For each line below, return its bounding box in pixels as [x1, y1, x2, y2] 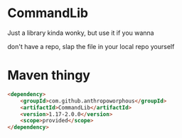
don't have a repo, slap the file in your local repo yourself [7, 42, 175, 51]
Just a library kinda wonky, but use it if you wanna [7, 28, 154, 37]
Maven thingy [7, 68, 91, 83]
